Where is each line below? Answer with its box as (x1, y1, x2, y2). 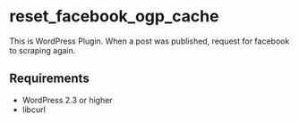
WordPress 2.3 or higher (21, 94, 114, 105)
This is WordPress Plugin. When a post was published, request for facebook (9, 36, 290, 46)
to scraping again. (9, 45, 76, 55)
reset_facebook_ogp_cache (9, 6, 219, 27)
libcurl (21, 104, 47, 115)
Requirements (9, 71, 90, 86)
